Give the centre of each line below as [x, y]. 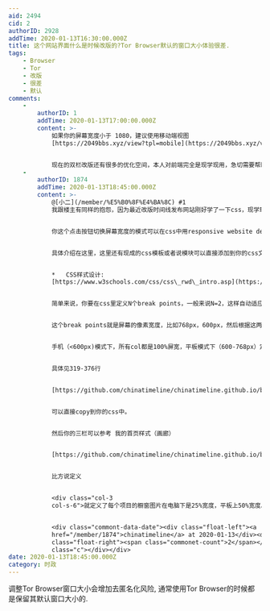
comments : [25, 98]
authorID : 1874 [63, 180]
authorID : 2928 [34, 31]
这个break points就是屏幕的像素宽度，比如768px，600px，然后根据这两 [157, 326]
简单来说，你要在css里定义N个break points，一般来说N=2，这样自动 [151, 304]
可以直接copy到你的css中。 [91, 412]
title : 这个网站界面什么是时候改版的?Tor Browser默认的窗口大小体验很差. [119, 46]
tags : [17, 53]
